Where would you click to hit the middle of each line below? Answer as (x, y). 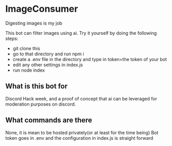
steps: (12, 38)
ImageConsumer (42, 9)
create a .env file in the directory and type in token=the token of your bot (90, 59)
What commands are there (49, 120)
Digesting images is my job (34, 23)
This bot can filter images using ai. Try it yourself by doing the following (81, 33)
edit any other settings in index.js (48, 65)
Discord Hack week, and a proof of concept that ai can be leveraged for (81, 98)
